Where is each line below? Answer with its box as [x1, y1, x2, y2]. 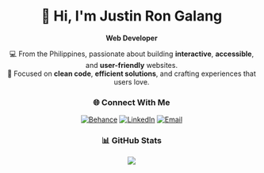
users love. [113, 77, 150, 86]
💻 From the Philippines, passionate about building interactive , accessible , [9, 49, 254, 58]
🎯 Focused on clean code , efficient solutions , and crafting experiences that [7, 69, 256, 78]
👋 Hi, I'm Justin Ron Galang [40, 7, 223, 25]
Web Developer [105, 33, 159, 43]
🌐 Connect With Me [93, 96, 170, 107]
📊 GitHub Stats [101, 135, 163, 146]
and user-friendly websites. [85, 60, 178, 70]
